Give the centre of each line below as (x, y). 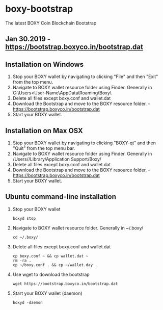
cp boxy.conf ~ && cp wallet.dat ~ (50, 256)
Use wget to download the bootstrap (51, 274)
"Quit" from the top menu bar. (44, 148)
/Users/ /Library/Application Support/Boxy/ (57, 159)
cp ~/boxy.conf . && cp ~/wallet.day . (55, 265)
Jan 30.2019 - (28, 39)
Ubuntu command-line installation (61, 197)
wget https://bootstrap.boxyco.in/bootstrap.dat (65, 283)
